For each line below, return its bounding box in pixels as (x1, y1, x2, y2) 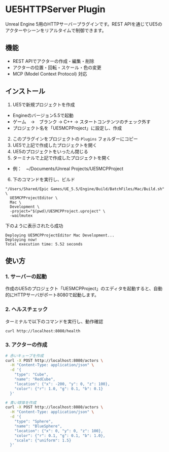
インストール (5, 87, 46, 96)
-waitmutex (10, 213, 33, 218)
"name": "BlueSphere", (14, 424, 62, 429)
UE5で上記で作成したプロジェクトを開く (12, 142, 97, 148)
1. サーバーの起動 (5, 273, 47, 280)
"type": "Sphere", (14, 419, 53, 424)
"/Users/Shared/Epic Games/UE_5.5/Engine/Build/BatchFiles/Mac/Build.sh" (5, 186, 165, 191)
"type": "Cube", (14, 372, 49, 377)
